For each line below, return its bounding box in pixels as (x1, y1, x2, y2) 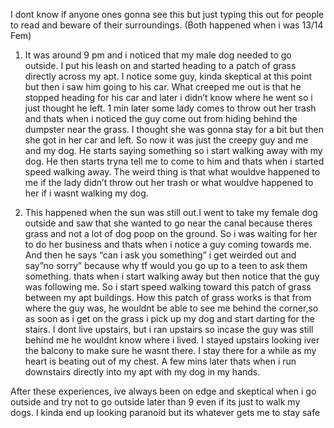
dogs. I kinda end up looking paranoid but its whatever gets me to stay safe (10, 407, 321, 418)
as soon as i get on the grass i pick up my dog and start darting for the (24, 313, 315, 324)
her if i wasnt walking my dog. (24, 187, 149, 199)
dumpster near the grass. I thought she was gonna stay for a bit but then (24, 124, 324, 135)
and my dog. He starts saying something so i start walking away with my (24, 145, 323, 156)
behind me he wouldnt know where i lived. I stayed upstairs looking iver (24, 334, 320, 346)
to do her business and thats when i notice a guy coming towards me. (24, 239, 312, 250)
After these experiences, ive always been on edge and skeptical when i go (10, 385, 317, 397)
